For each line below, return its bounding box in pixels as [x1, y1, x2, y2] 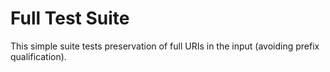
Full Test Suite [10, 7, 130, 30]
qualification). [10, 50, 67, 62]
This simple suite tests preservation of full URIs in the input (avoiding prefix [10, 40, 320, 52]
